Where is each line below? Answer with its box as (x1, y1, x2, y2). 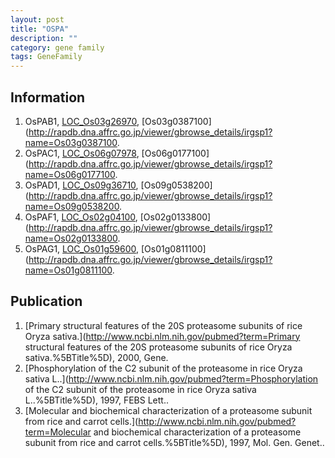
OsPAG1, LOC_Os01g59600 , (24, 242, 140, 255)
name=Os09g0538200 (24, 200, 120, 212)
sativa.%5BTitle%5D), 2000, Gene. (24, 351, 169, 363)
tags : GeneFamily (10, 52, 83, 62)
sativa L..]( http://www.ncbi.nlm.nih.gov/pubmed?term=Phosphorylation (24, 372, 319, 385)
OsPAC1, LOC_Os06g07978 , (24, 147, 140, 159)
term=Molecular (24, 426, 92, 438)
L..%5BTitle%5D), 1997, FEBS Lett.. (24, 394, 169, 406)
